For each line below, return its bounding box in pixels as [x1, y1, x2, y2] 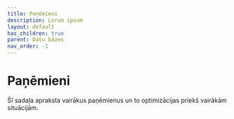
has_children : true [7, 29, 64, 37]
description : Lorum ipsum [7, 17, 83, 24]
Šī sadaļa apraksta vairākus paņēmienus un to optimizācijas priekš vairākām [7, 96, 228, 104]
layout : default [7, 23, 55, 30]
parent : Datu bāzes [7, 36, 64, 43]
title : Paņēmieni [7, 10, 58, 17]
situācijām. [7, 103, 39, 112]
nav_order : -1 [7, 43, 49, 50]
